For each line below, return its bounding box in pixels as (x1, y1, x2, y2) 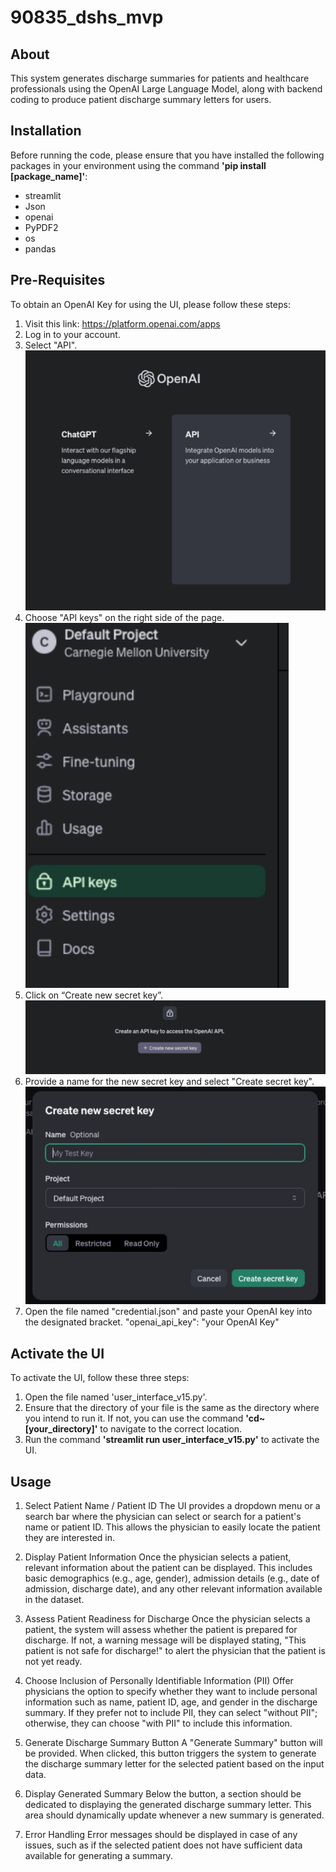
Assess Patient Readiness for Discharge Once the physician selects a (24, 1613, 311, 1625)
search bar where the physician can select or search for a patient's (24, 1511, 302, 1523)
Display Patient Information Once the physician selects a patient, (24, 1551, 292, 1563)
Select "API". (24, 339, 78, 351)
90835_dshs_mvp (10, 6, 164, 29)
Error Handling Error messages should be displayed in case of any (24, 1829, 298, 1841)
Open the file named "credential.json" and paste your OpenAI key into (24, 1306, 313, 1318)
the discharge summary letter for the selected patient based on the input (24, 1758, 325, 1770)
